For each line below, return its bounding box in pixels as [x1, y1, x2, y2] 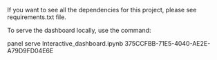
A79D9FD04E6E [7, 47, 54, 55]
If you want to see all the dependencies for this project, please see [7, 6, 197, 14]
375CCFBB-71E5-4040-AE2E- [124, 40, 211, 47]
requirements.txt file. [7, 13, 67, 21]
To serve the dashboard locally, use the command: [7, 27, 151, 34]
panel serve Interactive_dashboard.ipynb [7, 40, 124, 47]
